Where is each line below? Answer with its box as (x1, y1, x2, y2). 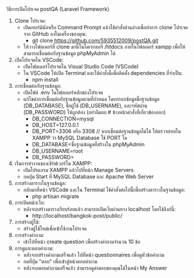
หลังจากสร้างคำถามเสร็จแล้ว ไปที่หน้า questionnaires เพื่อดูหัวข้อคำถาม (23, 252, 165, 258)
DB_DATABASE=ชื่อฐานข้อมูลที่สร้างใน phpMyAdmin (32, 141, 145, 147)
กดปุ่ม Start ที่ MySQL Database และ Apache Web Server (23, 173, 154, 180)
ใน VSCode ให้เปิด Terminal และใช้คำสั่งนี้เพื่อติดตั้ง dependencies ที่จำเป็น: (23, 70, 183, 76)
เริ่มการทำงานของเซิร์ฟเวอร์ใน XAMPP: (14, 160, 92, 167)
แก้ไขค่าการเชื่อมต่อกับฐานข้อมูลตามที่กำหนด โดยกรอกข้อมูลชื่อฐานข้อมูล (23, 95, 160, 102)
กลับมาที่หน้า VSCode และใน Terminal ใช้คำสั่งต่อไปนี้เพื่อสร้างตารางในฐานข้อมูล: (23, 186, 185, 193)
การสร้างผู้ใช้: (14, 218, 40, 225)
